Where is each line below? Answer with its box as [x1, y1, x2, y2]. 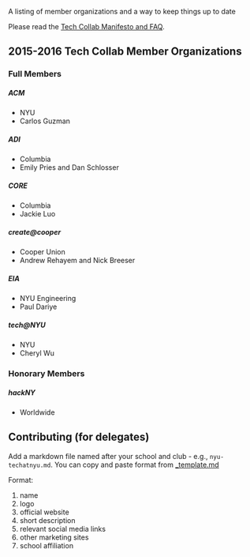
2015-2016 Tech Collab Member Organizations [8, 45, 242, 58]
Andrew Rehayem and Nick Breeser [19, 256, 136, 265]
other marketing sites [19, 533, 89, 542]
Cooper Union [19, 247, 65, 257]
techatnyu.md [8, 461, 51, 469]
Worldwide [19, 408, 55, 417]
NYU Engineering [19, 294, 76, 303]
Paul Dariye [19, 302, 58, 311]
